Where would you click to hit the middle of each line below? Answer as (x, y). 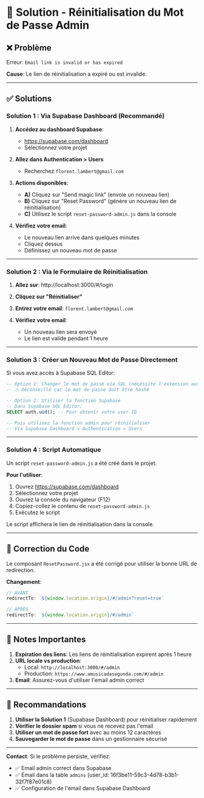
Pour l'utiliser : (24, 475)
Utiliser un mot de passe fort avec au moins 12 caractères (88, 732)
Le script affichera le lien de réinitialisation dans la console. (80, 524)
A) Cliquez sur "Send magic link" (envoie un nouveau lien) (97, 194)
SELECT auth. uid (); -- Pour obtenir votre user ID (72, 412)
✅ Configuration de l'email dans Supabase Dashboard (83, 788)
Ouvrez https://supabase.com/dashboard (67, 486)
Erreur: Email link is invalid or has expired (65, 62)
